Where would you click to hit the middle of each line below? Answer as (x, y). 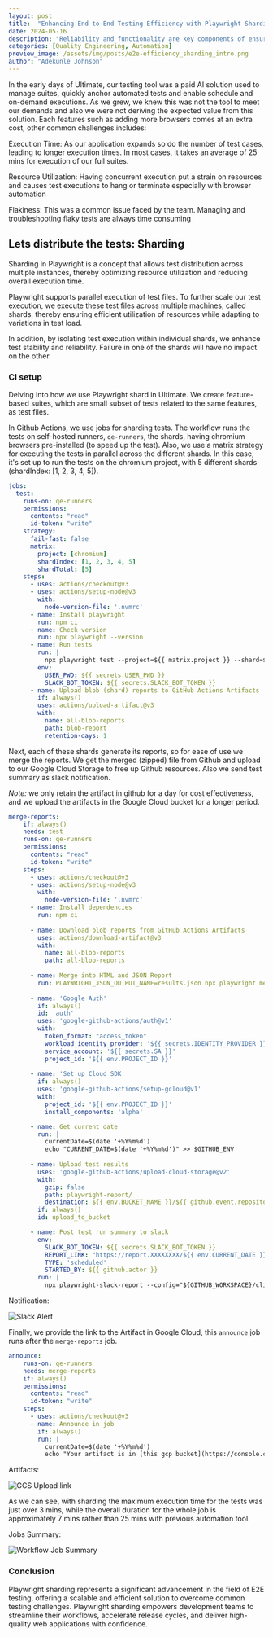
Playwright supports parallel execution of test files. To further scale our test (135, 296)
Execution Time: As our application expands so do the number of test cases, (136, 143)
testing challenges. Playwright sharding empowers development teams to (131, 1606)
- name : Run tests (61, 645)
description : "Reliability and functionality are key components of (127, 39)
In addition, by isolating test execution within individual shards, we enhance (135, 338)
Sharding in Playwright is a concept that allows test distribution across (126, 263)
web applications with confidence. (90, 1624)
